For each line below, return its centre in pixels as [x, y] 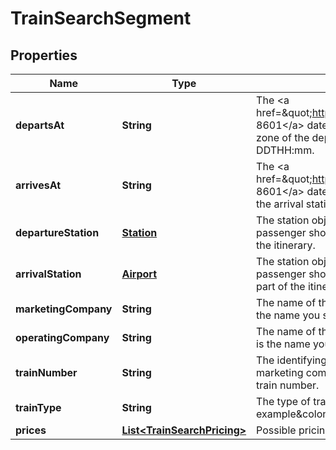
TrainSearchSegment [101, 18]
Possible [276, 430]
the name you [288, 315]
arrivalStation [48, 274]
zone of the [283, 137]
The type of [283, 401]
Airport [139, 274]
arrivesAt [38, 185]
